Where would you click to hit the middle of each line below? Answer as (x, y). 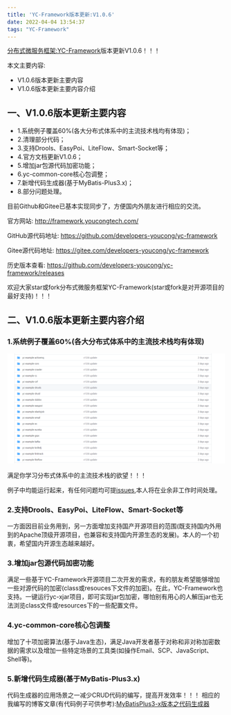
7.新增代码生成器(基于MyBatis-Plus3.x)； (75, 183)
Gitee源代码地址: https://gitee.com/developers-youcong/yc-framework (108, 250)
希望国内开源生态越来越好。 (58, 544)
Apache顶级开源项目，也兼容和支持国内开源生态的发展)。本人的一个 (116, 535)
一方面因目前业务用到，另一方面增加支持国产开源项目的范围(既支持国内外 (111, 526)
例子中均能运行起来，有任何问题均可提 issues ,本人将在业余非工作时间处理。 (114, 490)
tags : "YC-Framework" (38, 29)
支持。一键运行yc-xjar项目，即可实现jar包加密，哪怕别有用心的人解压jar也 (112, 597)
